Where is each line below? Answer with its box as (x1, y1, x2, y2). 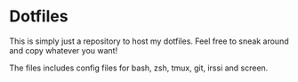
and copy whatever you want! (9, 45, 118, 55)
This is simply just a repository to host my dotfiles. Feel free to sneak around (9, 36, 289, 46)
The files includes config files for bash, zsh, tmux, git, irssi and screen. (9, 62, 269, 73)
